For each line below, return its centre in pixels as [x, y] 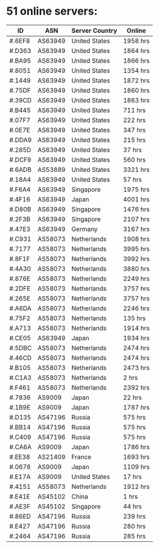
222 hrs [134, 120]
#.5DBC [21, 347]
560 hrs [134, 160]
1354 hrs [136, 70]
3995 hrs [136, 249]
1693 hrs [136, 457]
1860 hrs [136, 90]
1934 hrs [136, 338]
